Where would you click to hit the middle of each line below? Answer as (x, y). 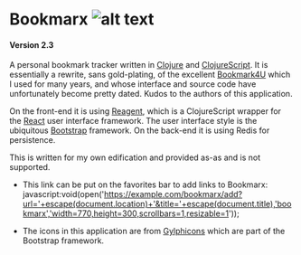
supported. (30, 167)
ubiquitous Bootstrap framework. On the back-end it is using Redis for (140, 130)
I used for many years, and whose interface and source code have (133, 84)
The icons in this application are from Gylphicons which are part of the (154, 231)
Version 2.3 (32, 44)
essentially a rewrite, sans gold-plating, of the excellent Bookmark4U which (150, 75)
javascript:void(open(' (63, 194)
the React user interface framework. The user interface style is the (133, 121)
